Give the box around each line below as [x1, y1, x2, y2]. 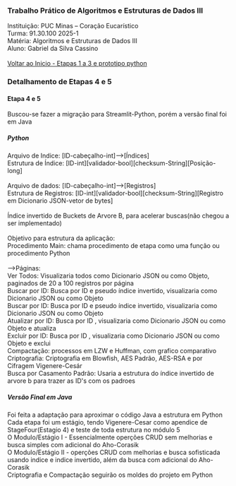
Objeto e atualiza [7, 324, 56, 333]
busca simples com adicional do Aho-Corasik [7, 441, 139, 449]
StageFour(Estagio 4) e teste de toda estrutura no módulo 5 [7, 426, 180, 434]
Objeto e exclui [7, 339, 51, 348]
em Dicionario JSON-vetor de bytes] [7, 196, 113, 205]
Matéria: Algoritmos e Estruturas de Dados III [7, 37, 137, 45]
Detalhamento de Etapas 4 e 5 [7, 77, 113, 87]
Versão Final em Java [7, 393, 73, 401]
